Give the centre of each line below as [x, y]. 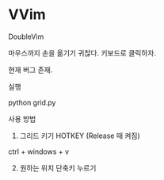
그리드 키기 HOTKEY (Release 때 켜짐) [80, 136]
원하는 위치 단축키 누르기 [58, 167]
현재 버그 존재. [31, 70]
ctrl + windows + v [39, 151]
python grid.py [32, 102]
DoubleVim [26, 36]
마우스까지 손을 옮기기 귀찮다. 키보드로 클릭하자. [82, 52]
